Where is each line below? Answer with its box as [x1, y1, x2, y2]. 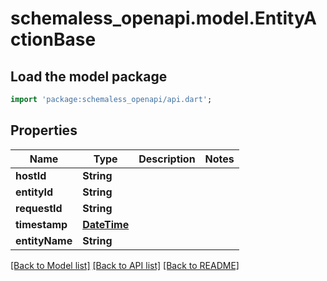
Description [138, 152, 196, 166]
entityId [15, 185, 54, 199]
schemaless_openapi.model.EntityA [10, 7, 317, 30]
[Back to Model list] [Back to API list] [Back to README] [10, 259, 240, 271]
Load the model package [10, 68, 168, 85]
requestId [15, 201, 63, 215]
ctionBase [10, 28, 97, 51]
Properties [10, 122, 78, 139]
